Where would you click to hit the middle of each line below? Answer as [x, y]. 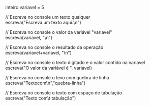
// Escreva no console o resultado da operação [54, 47]
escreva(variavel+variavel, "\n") [39, 53]
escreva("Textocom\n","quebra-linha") [46, 83]
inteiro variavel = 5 [25, 7]
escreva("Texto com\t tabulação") [41, 98]
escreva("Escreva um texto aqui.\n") [43, 22]
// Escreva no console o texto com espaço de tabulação [64, 93]
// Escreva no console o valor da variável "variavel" [59, 32]
